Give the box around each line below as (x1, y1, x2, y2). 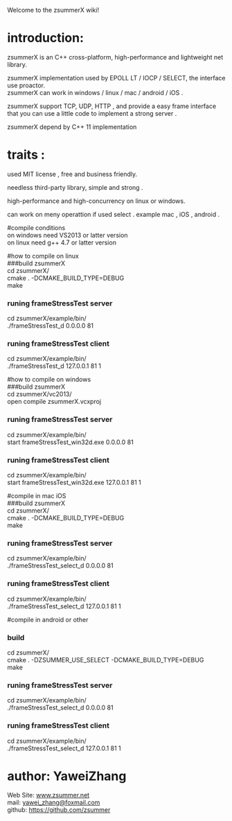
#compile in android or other (7, 615, 89, 624)
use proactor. (7, 81, 46, 89)
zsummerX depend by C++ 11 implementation (7, 123, 137, 131)
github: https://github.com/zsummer (7, 806, 111, 814)
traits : (7, 147, 45, 163)
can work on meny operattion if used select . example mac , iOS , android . (7, 210, 220, 218)
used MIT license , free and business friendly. (7, 170, 138, 178)
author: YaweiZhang (7, 768, 127, 784)
